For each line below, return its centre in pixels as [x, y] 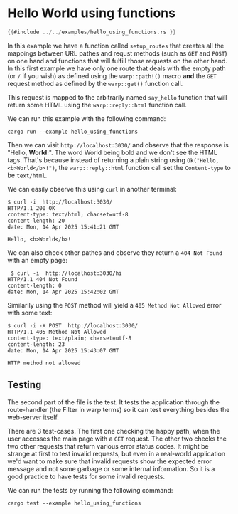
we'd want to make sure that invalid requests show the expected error [109, 461]
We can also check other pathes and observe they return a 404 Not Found [115, 252]
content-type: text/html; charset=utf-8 [68, 214]
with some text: [30, 313]
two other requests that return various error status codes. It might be [108, 446]
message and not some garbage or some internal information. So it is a [111, 468]
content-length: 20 [36, 221]
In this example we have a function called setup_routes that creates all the [116, 46]
